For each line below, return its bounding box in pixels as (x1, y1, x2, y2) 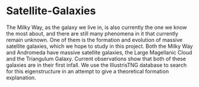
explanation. (6, 74, 37, 81)
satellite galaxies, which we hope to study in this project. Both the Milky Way (6, 43, 193, 50)
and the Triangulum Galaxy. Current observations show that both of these (6, 55, 186, 62)
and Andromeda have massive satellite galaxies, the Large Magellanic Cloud (6, 49, 192, 56)
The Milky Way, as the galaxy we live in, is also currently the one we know (6, 24, 187, 31)
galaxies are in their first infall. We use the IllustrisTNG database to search (6, 61, 187, 69)
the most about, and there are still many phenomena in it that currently (6, 30, 179, 37)
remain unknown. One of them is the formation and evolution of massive (6, 36, 183, 43)
